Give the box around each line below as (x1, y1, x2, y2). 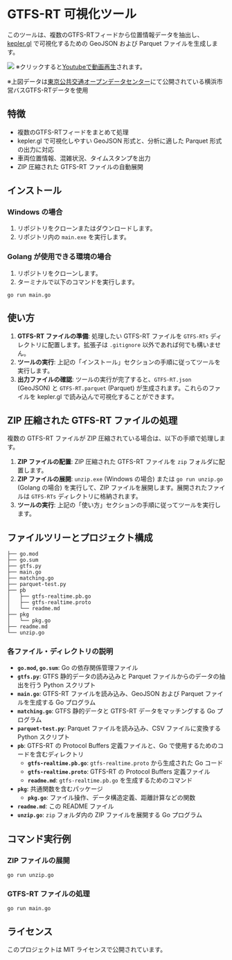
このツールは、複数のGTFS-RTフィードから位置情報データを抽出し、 (7, 30, 204, 39)
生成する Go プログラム (29, 698, 96, 706)
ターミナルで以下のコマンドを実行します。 (17, 278, 139, 286)
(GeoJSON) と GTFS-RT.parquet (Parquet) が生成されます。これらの (17, 384, 209, 392)
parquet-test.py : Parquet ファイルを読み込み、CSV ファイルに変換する (17, 725, 222, 733)
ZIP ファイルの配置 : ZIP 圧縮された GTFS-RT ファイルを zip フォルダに (17, 458, 220, 466)
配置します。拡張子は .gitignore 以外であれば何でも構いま (47, 340, 215, 348)
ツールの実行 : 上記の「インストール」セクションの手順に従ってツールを (17, 357, 221, 366)
